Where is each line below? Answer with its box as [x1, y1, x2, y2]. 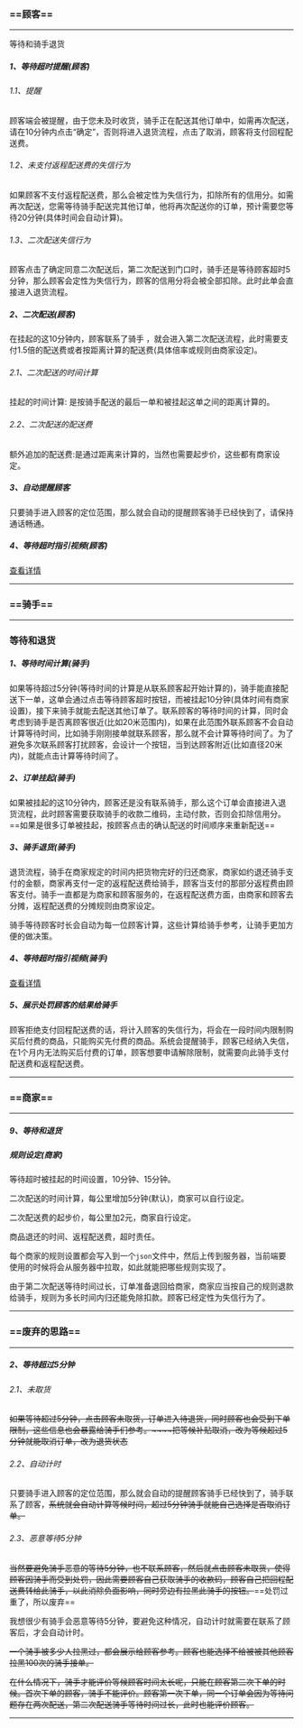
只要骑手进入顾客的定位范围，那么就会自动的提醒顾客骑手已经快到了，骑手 [9, 1488, 286, 1499]
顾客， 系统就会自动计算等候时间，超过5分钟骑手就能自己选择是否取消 [24, 1499, 283, 1510]
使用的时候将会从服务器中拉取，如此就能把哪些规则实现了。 [9, 1262, 231, 1273]
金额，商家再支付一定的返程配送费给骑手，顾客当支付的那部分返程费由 [24, 878, 286, 888]
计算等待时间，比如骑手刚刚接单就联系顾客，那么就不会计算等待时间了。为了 [9, 728, 294, 739]
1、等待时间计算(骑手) [9, 658, 90, 669]
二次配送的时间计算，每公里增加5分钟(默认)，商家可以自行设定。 [9, 1193, 250, 1204]
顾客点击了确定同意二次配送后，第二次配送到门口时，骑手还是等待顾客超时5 [9, 264, 291, 275]
